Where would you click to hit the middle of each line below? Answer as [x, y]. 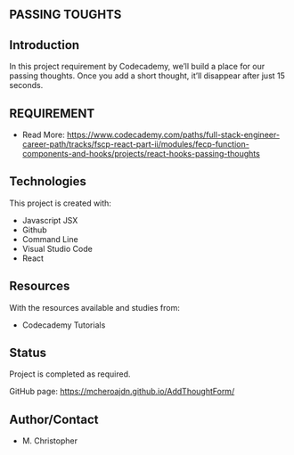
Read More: [43, 135]
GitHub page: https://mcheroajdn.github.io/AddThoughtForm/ [122, 392]
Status [28, 353]
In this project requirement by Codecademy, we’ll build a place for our [137, 67]
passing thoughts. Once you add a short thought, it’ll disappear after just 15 [147, 76]
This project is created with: [60, 203]
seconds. [26, 85]
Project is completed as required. [70, 374]
